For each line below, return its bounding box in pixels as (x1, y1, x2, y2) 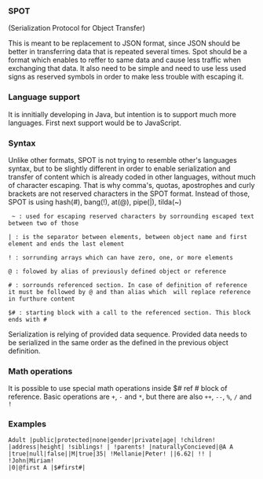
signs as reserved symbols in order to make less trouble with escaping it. (8, 72, 244, 82)
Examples (8, 418, 47, 429)
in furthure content (8, 295, 76, 303)
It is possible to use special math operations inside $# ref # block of (8, 384, 228, 393)
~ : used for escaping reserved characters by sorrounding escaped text (11, 212, 255, 220)
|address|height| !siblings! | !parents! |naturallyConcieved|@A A (8, 443, 234, 451)
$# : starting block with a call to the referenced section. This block (8, 308, 251, 316)
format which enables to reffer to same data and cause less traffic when (8, 55, 242, 64)
